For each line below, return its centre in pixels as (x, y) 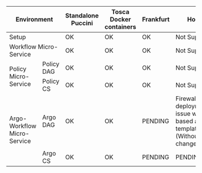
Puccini (82, 23)
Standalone (82, 16)
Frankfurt (156, 19)
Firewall (186, 99)
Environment (34, 19)
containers (120, 27)
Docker (120, 19)
